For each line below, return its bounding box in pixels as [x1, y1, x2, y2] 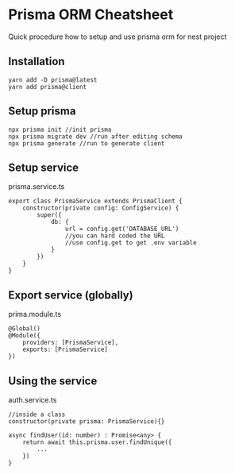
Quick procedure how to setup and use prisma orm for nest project [8, 32, 227, 41]
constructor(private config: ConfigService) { [22, 204, 179, 212]
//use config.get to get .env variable [64, 239, 197, 247]
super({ [37, 211, 62, 219]
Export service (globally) [8, 288, 133, 302]
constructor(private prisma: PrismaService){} [8, 418, 165, 426]
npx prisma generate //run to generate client [8, 139, 165, 148]
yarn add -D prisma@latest [8, 75, 98, 84]
